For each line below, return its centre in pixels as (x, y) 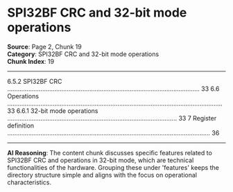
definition (21, 125)
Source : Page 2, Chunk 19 (44, 46)
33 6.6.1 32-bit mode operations (53, 111)
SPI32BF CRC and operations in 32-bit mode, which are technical (101, 160)
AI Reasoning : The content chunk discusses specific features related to (110, 152)
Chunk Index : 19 (31, 61)
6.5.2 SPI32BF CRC (35, 81)
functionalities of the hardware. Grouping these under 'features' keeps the (113, 167)
